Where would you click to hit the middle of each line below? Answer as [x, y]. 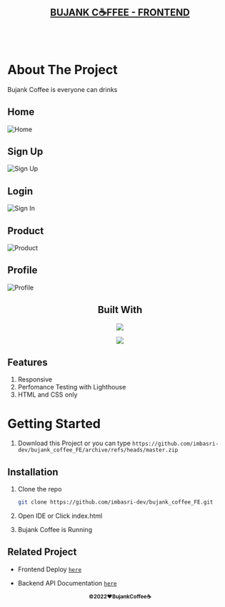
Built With [120, 310]
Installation [33, 472]
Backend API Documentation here [67, 583]
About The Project [62, 70]
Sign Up [25, 152]
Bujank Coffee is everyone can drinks [62, 89]
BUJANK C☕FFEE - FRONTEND [120, 12]
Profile [22, 270]
